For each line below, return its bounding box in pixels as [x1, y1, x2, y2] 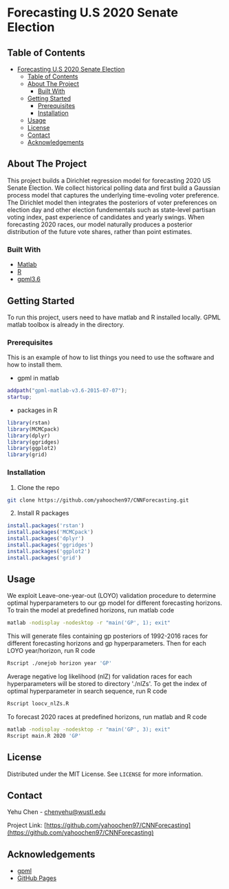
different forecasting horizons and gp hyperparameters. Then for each [7, 639, 206, 647]
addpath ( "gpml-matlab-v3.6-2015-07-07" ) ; [7, 387, 128, 394]
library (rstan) [7, 419, 51, 426]
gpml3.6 [17, 275, 41, 283]
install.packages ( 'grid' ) [7, 554, 81, 561]
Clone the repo [17, 483, 60, 491]
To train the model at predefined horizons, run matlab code [7, 606, 175, 614]
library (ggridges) [7, 438, 60, 445]
